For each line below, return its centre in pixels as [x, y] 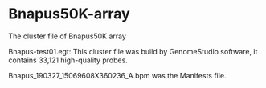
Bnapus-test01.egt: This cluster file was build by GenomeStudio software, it [133, 51]
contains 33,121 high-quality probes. [68, 60]
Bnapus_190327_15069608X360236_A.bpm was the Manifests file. [117, 75]
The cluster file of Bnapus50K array [68, 36]
